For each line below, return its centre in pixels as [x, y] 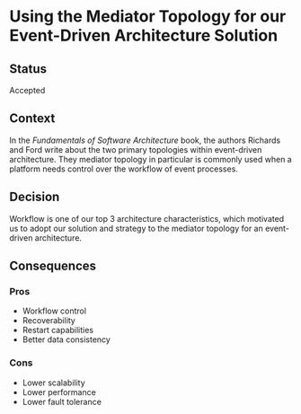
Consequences [53, 266]
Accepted [27, 90]
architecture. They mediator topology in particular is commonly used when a [150, 159]
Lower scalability [53, 383]
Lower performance [59, 392]
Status [28, 69]
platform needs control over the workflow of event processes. [124, 169]
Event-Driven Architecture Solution [144, 35]
